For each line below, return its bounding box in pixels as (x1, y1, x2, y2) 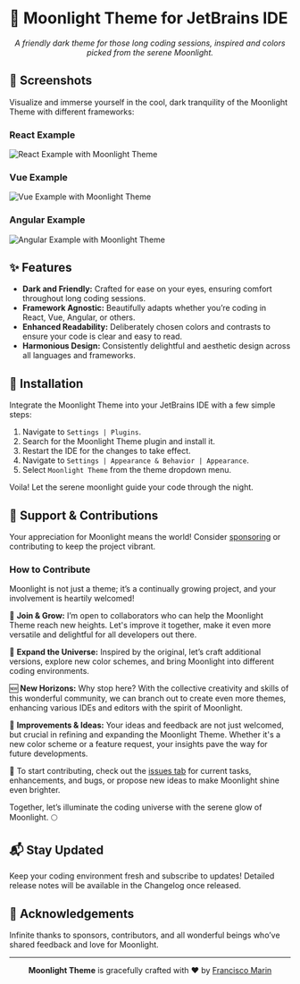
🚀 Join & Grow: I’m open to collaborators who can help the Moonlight (9, 610, 263, 621)
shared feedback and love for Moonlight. (9, 939, 159, 950)
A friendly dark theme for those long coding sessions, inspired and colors (14, 38, 286, 48)
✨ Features (9, 260, 72, 275)
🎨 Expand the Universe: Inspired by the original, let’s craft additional (9, 647, 262, 658)
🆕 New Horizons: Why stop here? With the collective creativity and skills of (9, 683, 289, 694)
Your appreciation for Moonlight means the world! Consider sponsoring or (9, 532, 281, 542)
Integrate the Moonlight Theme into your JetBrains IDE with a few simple (9, 399, 276, 410)
